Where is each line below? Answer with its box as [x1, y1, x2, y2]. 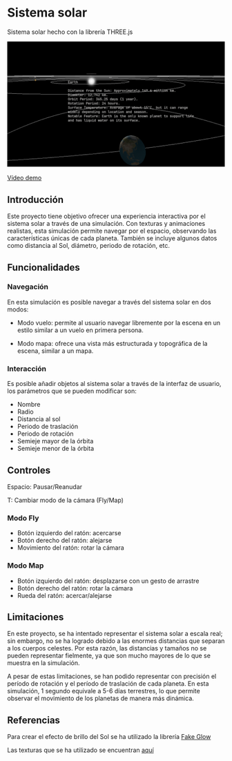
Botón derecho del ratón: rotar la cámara [17, 584, 133, 592]
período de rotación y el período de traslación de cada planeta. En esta [7, 680, 209, 688]
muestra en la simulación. [7, 659, 80, 667]
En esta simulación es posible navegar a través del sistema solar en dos [7, 298, 212, 306]
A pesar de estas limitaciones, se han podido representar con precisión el [7, 672, 217, 681]
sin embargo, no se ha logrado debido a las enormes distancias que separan [7, 637, 225, 645]
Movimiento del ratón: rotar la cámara [17, 543, 124, 552]
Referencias [7, 714, 61, 726]
